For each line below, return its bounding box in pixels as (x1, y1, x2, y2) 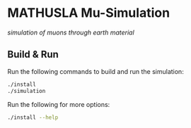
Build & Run (7, 49, 59, 60)
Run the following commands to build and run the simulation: (7, 67, 184, 75)
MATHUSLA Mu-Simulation (7, 5, 170, 21)
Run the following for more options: (7, 100, 110, 108)
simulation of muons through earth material (7, 28, 134, 37)
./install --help (7, 114, 59, 121)
